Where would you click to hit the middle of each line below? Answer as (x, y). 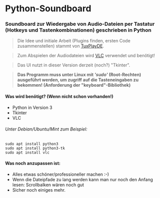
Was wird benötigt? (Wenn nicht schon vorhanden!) (59, 97)
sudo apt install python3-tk (35, 148)
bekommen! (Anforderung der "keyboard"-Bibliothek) (74, 85)
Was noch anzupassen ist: (33, 164)
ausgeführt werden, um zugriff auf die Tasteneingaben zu (78, 80)
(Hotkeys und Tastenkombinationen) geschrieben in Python (78, 30)
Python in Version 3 (32, 107)
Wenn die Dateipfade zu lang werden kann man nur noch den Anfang (82, 180)
